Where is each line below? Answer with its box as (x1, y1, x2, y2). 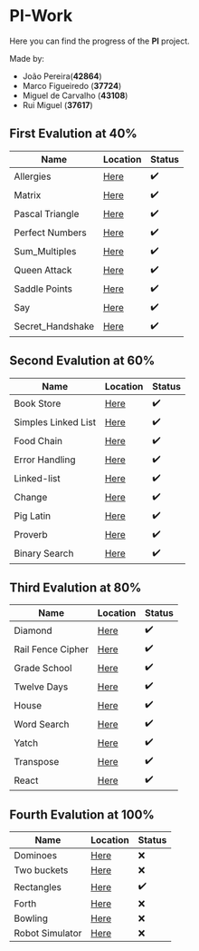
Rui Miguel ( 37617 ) (22, 99, 93, 110)
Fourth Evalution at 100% (9, 807, 156, 822)
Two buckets (14, 864, 69, 877)
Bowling (14, 912, 48, 925)
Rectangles (14, 880, 62, 893)
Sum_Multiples (14, 245, 77, 258)
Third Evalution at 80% (9, 580, 142, 595)
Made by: (9, 53, 45, 64)
